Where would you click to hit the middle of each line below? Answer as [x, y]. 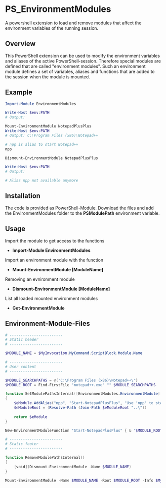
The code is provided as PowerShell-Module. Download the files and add [80, 208]
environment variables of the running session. [52, 28]
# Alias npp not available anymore [42, 181]
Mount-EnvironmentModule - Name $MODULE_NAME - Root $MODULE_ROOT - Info [79, 480]
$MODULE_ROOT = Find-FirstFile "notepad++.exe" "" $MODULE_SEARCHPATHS [80, 385]
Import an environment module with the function [54, 260]
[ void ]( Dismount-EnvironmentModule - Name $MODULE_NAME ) [73, 467]
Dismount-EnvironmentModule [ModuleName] [61, 289]
